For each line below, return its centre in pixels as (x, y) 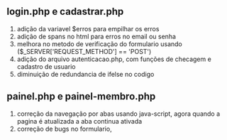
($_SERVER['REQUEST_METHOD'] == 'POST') (84, 51)
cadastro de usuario (46, 66)
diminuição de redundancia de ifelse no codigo (85, 74)
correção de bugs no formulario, (64, 129)
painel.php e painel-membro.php (81, 96)
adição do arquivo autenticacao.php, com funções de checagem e (114, 59)
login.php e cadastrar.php (65, 12)
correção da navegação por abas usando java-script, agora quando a (118, 114)
